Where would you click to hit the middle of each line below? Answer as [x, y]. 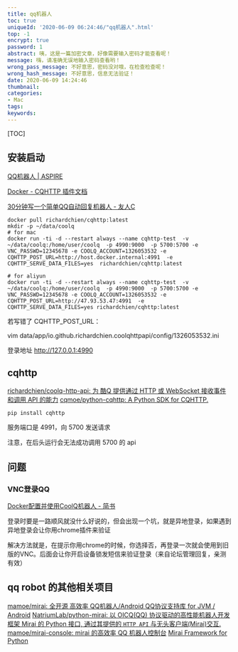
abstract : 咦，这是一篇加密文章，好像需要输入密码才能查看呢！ [90, 54]
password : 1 [25, 47]
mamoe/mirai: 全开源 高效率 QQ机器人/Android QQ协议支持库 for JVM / [111, 606]
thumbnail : [23, 87]
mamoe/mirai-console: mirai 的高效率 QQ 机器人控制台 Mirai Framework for [117, 632]
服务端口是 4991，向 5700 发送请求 [59, 427]
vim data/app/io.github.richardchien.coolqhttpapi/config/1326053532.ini [113, 335]
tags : [15, 107]
